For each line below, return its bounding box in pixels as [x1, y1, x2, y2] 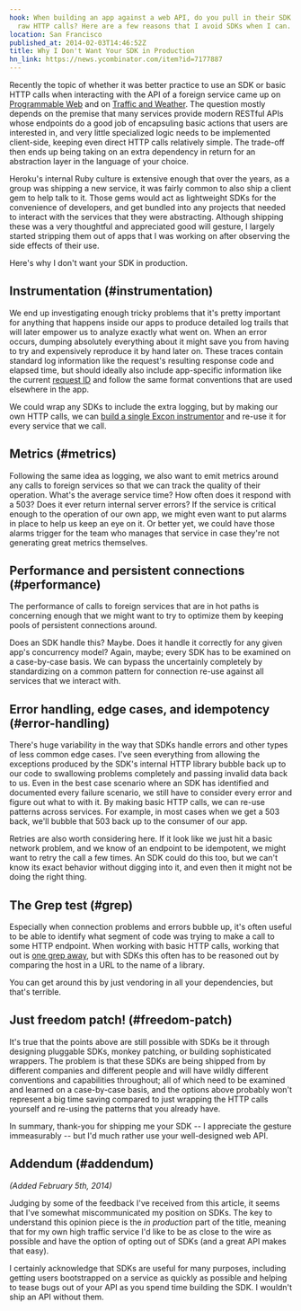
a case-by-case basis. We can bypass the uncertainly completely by [9, 657, 263, 668]
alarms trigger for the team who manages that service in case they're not [9, 527, 280, 538]
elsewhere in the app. [9, 384, 90, 394]
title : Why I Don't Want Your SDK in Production [9, 47, 195, 56]
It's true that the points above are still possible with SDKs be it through [9, 1036, 270, 1047]
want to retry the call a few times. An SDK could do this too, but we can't [9, 853, 279, 864]
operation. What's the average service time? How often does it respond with [9, 489, 292, 500]
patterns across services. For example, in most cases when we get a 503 [9, 806, 280, 818]
